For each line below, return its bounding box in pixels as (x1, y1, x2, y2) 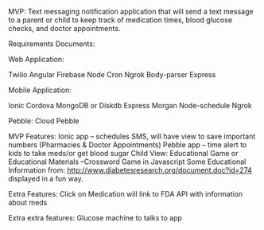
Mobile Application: (8, 85, 72, 95)
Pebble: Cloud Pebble (8, 116, 80, 126)
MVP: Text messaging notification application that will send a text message (8, 7, 254, 16)
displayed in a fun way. (8, 174, 83, 183)
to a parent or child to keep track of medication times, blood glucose (8, 15, 233, 25)
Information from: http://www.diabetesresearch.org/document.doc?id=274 (8, 166, 253, 174)
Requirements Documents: (8, 39, 95, 49)
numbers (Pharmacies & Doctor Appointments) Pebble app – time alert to (8, 140, 247, 150)
